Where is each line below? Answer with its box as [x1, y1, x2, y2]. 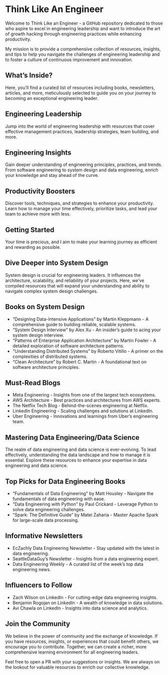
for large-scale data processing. [12, 517, 79, 523]
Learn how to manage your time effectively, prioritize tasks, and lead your [5, 206, 157, 212]
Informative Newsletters [5, 532, 83, 540]
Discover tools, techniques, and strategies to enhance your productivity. [5, 200, 154, 207]
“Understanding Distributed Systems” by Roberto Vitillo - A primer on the [12, 348, 163, 354]
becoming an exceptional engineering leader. [5, 95, 99, 101]
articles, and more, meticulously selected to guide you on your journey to [5, 89, 156, 96]
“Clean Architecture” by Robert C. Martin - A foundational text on [12, 358, 147, 365]
